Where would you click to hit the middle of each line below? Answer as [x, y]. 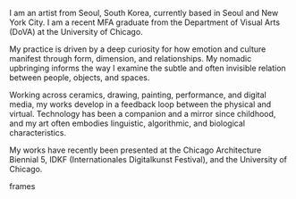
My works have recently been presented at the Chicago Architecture [135, 150]
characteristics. [38, 133]
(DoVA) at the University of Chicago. [76, 32]
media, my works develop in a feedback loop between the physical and [140, 104]
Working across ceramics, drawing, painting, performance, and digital [138, 95]
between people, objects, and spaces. [80, 78]
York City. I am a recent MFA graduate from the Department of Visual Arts [144, 22]
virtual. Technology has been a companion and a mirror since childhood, [143, 114]
